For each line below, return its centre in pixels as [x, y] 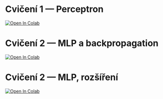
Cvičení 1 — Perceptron [54, 9]
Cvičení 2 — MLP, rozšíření [62, 77]
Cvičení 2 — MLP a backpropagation [82, 43]
